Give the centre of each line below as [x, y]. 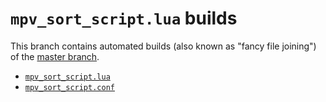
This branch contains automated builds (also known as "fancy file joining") [163, 46]
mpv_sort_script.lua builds [124, 18]
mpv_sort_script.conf [69, 87]
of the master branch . [55, 56]
